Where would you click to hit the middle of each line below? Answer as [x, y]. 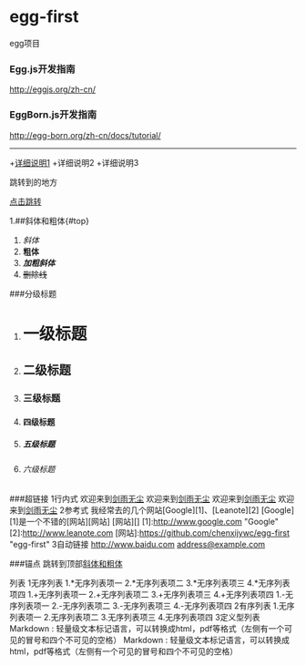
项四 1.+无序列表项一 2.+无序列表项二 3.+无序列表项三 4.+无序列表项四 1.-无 [152, 595]
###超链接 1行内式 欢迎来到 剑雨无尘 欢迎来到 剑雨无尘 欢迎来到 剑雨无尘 [143, 499]
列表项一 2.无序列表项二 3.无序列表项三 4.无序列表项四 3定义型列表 [135, 618]
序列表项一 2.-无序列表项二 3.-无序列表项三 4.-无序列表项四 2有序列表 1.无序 [152, 606]
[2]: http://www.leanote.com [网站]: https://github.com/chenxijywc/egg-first [149, 533]
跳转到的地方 [33, 182]
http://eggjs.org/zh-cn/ [53, 89]
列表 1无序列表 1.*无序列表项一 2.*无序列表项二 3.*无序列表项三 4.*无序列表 [150, 583]
